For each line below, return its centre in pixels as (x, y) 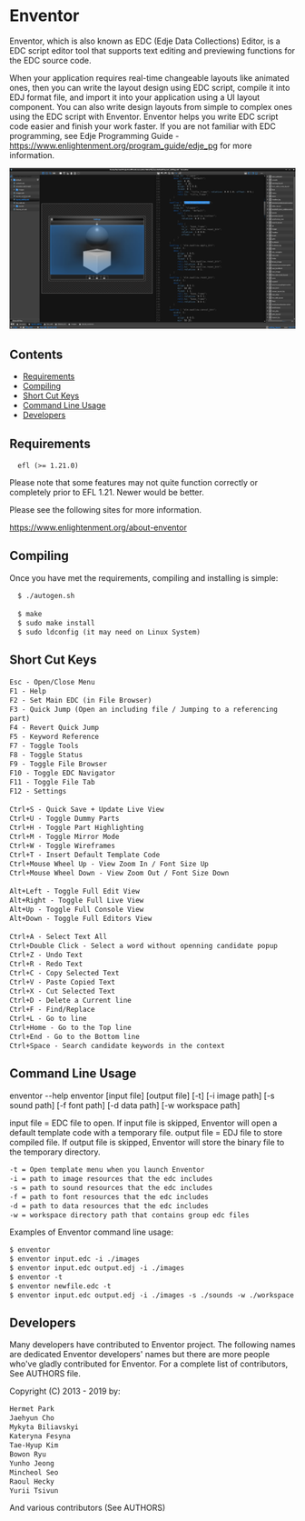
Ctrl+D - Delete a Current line (70, 1000)
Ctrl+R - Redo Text (46, 964)
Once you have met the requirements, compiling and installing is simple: (144, 577)
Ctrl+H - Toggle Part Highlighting (77, 827)
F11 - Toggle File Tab (52, 782)
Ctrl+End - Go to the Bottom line (75, 1036)
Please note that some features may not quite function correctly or (134, 483)
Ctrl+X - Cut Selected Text (63, 991)
